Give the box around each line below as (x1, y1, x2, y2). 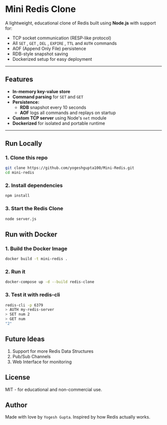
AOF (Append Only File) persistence (12, 45, 86, 51)
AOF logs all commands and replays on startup (19, 110, 116, 116)
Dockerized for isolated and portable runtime (12, 120, 105, 126)
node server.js (5, 216, 37, 221)
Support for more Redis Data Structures (12, 348, 93, 354)
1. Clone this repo (5, 154, 48, 161)
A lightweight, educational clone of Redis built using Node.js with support (5, 20, 156, 26)
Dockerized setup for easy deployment (12, 56, 92, 62)
